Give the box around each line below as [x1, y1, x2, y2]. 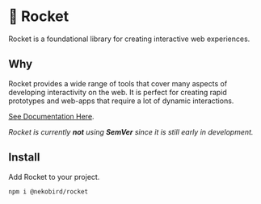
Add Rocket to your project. [8, 172, 100, 181]
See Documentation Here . [8, 111, 95, 121]
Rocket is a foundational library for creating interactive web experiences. [8, 34, 250, 44]
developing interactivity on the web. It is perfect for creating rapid [8, 87, 228, 97]
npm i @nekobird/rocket [8, 187, 89, 196]
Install [8, 151, 40, 164]
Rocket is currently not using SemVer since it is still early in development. [8, 127, 254, 136]
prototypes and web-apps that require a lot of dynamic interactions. [8, 96, 234, 106]
